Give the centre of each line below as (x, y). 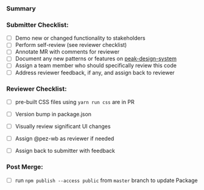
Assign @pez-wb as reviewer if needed (65, 139)
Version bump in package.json (53, 114)
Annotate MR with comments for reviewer (67, 52)
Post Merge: (25, 167)
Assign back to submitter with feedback (65, 151)
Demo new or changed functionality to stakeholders (80, 38)
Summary (21, 9)
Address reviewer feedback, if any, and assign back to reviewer (95, 72)
